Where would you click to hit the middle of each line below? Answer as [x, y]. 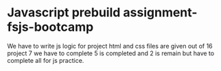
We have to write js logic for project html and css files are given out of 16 [110, 46]
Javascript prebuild [64, 13]
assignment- [160, 13]
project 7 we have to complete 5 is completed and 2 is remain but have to [111, 53]
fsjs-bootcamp [50, 27]
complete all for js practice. [46, 60]
